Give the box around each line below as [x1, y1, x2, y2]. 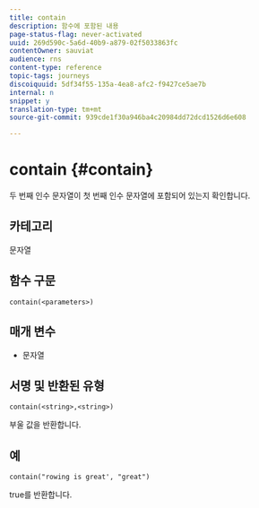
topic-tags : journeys [9, 72, 91, 81]
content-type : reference [9, 64, 102, 73]
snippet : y [9, 96, 50, 106]
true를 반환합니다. [9, 489, 73, 500]
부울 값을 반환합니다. [9, 419, 82, 430]
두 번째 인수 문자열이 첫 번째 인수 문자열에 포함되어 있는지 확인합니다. [9, 190, 251, 202]
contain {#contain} [9, 159, 154, 180]
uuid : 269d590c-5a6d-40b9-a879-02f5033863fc [9, 38, 178, 47]
